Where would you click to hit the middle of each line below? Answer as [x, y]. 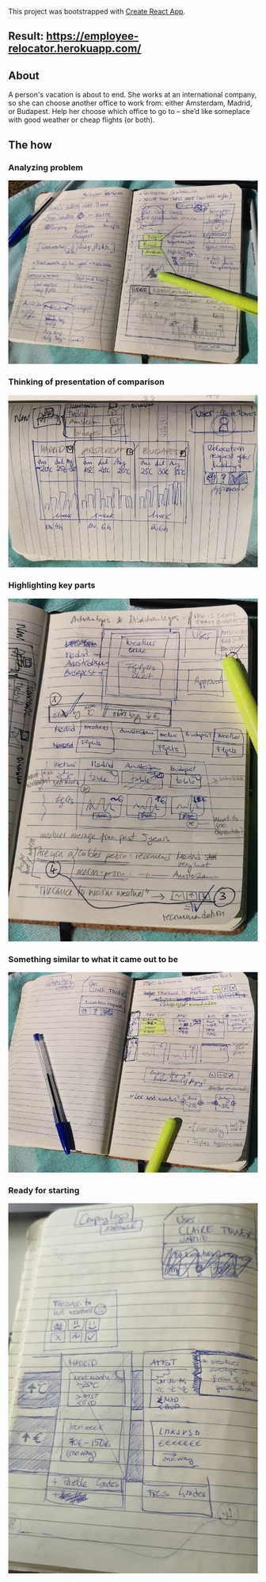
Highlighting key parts [52, 585]
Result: [26, 36]
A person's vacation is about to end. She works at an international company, [133, 95]
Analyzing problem [46, 167]
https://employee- [93, 36]
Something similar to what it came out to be [93, 959]
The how [30, 145]
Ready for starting [44, 1190]
